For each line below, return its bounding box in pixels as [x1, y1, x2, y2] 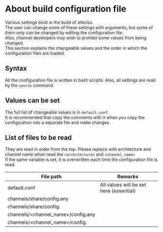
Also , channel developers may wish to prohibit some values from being [5, 35, 147, 41]
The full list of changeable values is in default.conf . [5, 109, 109, 115]
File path [41, 173, 62, 180]
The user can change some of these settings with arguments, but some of [5, 24, 153, 30]
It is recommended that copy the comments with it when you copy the [5, 114, 145, 120]
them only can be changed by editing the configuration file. [5, 30, 124, 35]
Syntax [5, 64, 27, 73]
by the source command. [5, 82, 54, 88]
